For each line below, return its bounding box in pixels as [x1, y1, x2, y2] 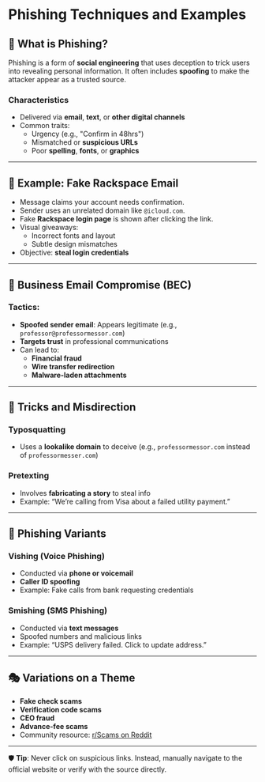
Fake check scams [19, 696, 83, 705]
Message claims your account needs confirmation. [19, 198, 185, 207]
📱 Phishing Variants [8, 527, 106, 541]
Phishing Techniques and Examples [8, 6, 247, 24]
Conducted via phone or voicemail [19, 569, 134, 578]
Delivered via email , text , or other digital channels [19, 112, 185, 122]
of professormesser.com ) [19, 451, 99, 460]
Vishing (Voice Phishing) [8, 551, 105, 562]
